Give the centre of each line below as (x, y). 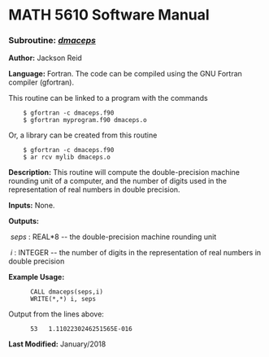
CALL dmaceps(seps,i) (67, 292)
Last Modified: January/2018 (57, 344)
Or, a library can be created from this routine (83, 135)
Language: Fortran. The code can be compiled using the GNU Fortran (125, 74)
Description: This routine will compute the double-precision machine (124, 172)
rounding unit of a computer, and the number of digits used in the (118, 181)
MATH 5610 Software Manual (109, 15)
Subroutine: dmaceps (52, 41)
